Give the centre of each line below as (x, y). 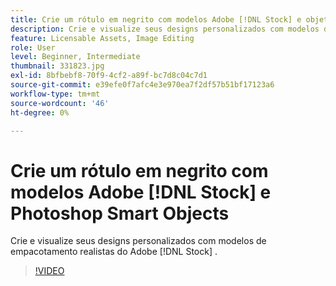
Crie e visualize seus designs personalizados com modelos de (138, 241)
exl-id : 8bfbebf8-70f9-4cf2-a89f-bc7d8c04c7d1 (109, 76)
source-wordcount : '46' (60, 103)
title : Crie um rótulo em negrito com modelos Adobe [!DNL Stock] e (156, 19)
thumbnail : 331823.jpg (57, 66)
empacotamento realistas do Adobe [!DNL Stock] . (114, 252)
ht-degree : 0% (40, 112)
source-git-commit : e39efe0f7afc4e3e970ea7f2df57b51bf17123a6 (142, 85)
